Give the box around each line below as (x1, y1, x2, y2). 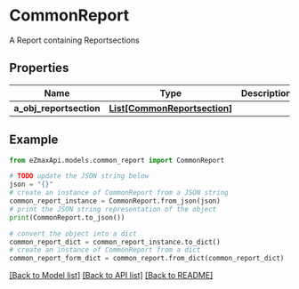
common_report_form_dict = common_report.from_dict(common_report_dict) (9, 254, 285, 263)
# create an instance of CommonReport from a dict (9, 245, 201, 254)
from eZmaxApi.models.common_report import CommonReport (9, 156, 225, 165)
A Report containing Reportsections (9, 35, 141, 45)
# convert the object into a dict (9, 229, 138, 238)
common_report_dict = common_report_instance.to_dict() (9, 237, 221, 246)
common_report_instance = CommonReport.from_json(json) (9, 197, 221, 205)
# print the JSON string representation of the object (9, 205, 217, 213)
